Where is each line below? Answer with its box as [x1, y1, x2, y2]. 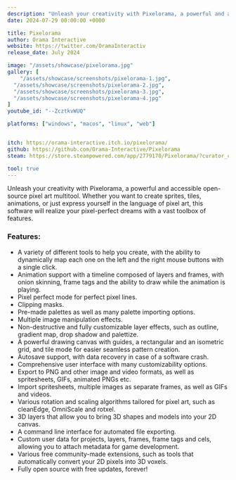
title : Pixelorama [7, 30, 61, 37]
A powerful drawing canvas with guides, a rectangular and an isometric [17, 337, 224, 346]
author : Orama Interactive [7, 36, 86, 43]
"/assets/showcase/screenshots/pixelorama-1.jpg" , [20, 75, 171, 82]
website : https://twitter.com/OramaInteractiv [7, 43, 146, 50]
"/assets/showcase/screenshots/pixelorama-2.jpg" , [13, 82, 165, 89]
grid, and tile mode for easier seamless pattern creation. [17, 345, 181, 353]
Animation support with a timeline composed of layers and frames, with [17, 270, 225, 279]
